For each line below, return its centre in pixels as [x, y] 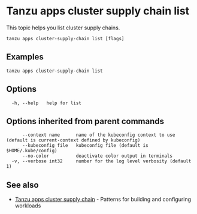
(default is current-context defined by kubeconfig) [73, 140]
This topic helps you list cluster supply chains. [63, 28]
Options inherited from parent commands [85, 121]
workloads [28, 206]
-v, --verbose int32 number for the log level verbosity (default [101, 161]
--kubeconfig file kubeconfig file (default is [85, 146]
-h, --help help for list [47, 103]
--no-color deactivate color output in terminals [97, 156]
